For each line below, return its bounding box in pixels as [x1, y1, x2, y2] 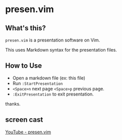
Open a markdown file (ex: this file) [12, 75, 86, 81]
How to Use [5, 62, 42, 70]
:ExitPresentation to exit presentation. [12, 91, 94, 97]
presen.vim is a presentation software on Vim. [5, 37, 100, 43]
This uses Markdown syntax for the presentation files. [5, 47, 117, 53]
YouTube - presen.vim [5, 129, 51, 135]
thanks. [5, 101, 21, 107]
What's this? [5, 24, 46, 32]
